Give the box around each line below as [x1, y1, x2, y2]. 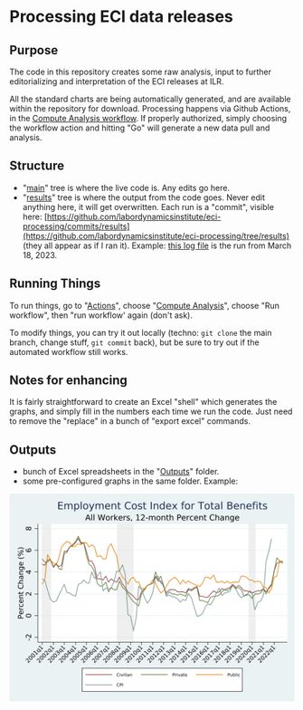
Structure [9, 158, 65, 174]
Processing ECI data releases [9, 6, 233, 27]
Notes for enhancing [9, 373, 128, 389]
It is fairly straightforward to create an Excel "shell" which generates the [9, 397, 278, 408]
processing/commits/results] [22, 220, 130, 232]
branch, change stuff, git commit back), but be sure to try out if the [9, 337, 260, 348]
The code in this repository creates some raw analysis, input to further [9, 66, 272, 77]
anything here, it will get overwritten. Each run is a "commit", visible [22, 201, 274, 212]
